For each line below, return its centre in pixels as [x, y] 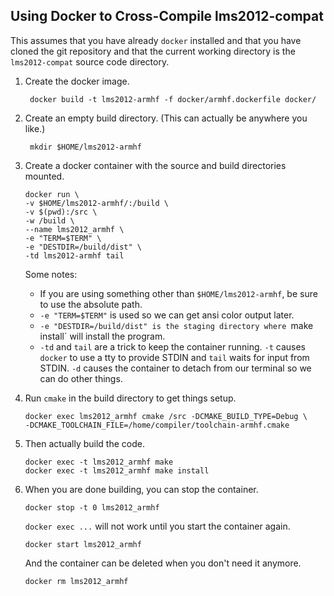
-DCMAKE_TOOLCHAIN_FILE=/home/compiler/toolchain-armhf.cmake [157, 425]
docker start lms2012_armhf [83, 544]
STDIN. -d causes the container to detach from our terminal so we [175, 368]
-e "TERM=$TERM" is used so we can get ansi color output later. [167, 315]
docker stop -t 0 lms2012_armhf [92, 507]
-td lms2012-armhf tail [74, 255]
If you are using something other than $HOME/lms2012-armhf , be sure [178, 293]
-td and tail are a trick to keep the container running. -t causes [172, 346]
